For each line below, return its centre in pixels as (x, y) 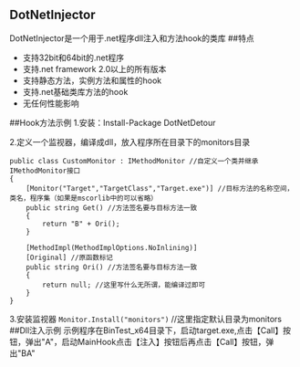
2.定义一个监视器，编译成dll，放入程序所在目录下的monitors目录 (130, 142)
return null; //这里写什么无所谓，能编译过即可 (124, 285)
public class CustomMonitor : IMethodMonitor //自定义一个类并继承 (134, 161)
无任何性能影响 (51, 103)
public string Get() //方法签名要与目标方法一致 (112, 208)
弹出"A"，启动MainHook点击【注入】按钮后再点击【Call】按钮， (145, 341)
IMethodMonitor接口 (45, 171)
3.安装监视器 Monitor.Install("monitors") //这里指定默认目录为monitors (146, 319)
